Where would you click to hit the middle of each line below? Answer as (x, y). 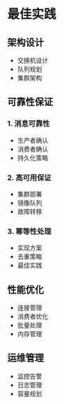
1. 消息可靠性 (29, 124)
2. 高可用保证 (29, 178)
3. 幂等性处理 (29, 231)
